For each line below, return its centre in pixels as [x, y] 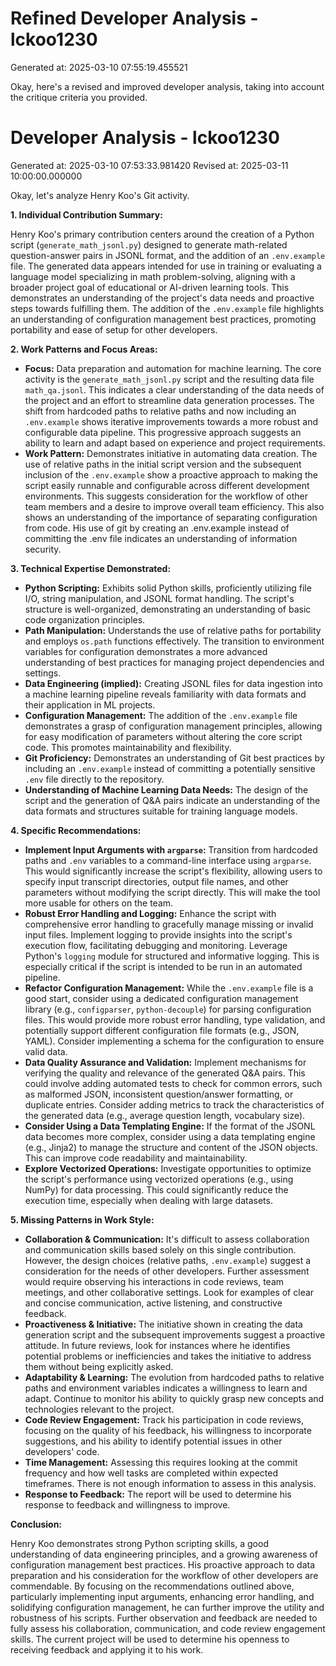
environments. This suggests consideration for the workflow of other [166, 496]
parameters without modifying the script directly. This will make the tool [172, 892]
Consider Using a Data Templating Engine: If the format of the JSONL [170, 1126]
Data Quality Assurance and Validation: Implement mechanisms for [165, 1062]
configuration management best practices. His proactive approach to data [163, 1564]
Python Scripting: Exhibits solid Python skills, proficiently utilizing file [168, 588]
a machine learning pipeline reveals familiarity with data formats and [165, 694]
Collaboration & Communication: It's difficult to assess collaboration [167, 1239]
